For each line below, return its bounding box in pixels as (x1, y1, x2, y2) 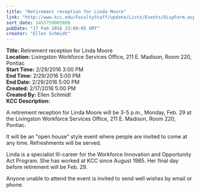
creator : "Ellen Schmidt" (6, 31, 70, 37)
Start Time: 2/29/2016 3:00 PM (6, 66, 84, 73)
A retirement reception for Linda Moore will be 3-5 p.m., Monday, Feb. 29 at (6, 109, 192, 116)
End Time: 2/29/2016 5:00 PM (6, 72, 81, 79)
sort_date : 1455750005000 (6, 20, 70, 26)
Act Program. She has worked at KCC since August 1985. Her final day (6, 157, 179, 164)
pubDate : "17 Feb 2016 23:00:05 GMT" (6, 25, 100, 31)
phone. (6, 182, 24, 189)
